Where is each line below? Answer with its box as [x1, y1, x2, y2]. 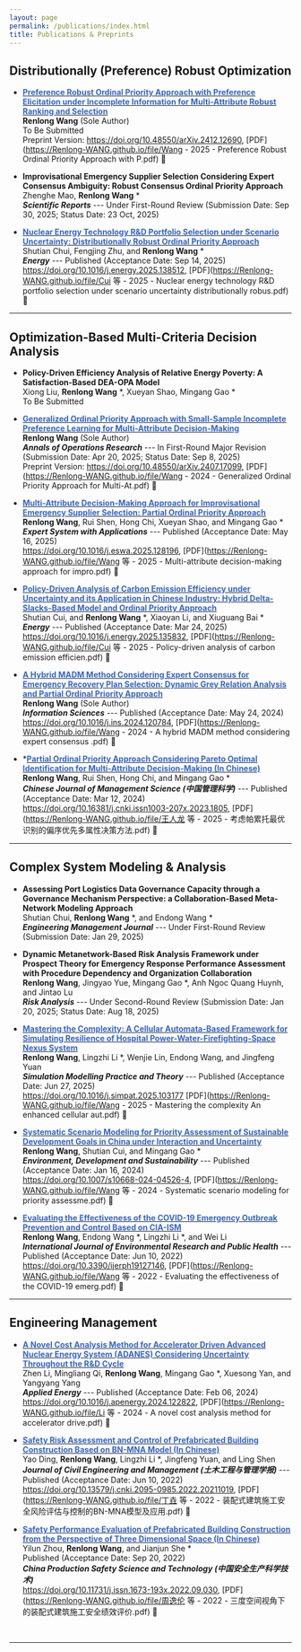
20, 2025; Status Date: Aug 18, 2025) [21, 1006, 159, 1016]
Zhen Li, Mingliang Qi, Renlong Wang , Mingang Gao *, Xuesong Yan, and [21, 1367, 291, 1378]
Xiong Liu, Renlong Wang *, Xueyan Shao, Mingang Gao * [21, 387, 236, 397]
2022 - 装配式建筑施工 [194, 1494, 278, 1505]
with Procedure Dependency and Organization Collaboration [21, 967, 253, 979]
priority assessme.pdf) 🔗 [21, 1195, 114, 1206]
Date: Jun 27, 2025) [21, 1080, 96, 1091]
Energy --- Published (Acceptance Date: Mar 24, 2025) [21, 621, 228, 632]
